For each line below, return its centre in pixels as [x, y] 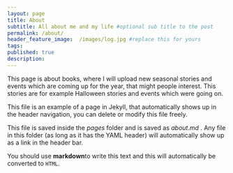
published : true [31, 53]
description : [26, 59]
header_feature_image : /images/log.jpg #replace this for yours [104, 40]
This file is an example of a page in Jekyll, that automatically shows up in [112, 107]
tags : [15, 46]
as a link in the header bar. [45, 142]
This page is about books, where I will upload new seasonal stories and [110, 79]
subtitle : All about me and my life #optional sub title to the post [111, 26]
